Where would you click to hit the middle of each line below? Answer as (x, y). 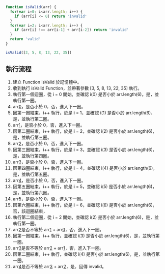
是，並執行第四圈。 (32, 155)
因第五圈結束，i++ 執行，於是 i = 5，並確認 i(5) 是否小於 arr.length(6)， (85, 186)
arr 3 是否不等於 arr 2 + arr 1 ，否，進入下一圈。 (58, 248)
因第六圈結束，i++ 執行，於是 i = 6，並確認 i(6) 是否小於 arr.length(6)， (85, 205)
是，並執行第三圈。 (32, 137)
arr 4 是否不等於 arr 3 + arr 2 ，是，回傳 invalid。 (59, 266)
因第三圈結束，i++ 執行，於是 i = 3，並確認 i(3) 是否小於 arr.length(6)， (85, 150)
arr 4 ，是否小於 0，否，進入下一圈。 (49, 180)
